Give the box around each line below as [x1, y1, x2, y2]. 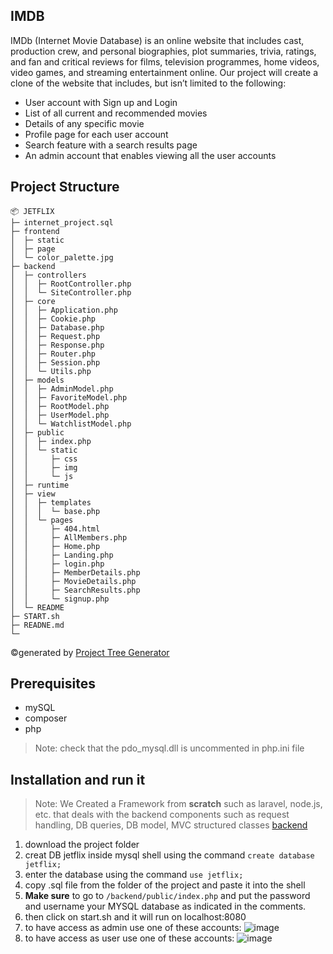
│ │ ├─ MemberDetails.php [10, 567, 141, 578]
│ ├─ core [10, 296, 56, 306]
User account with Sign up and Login [24, 96, 178, 108]
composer [24, 712, 68, 724]
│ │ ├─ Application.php [10, 305, 118, 315]
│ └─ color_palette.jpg [10, 252, 114, 263]
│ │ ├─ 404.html [10, 524, 101, 534]
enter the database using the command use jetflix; [24, 869, 244, 881]
